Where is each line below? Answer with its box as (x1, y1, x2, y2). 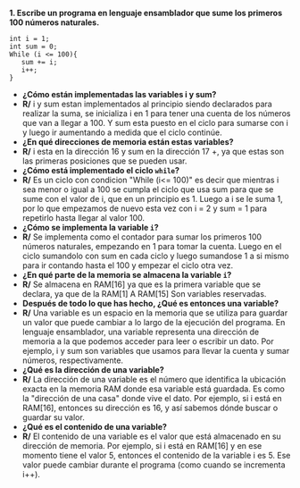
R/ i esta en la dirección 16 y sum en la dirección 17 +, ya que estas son (21, 147, 284, 156)
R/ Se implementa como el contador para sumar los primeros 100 (21, 231, 262, 242)
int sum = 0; (9, 42, 58, 51)
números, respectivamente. (21, 355, 123, 366)
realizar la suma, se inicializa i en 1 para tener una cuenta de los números (21, 108, 291, 119)
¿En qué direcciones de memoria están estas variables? (21, 137, 234, 147)
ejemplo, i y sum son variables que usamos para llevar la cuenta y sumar (21, 346, 290, 356)
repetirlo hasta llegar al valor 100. (21, 213, 146, 223)
